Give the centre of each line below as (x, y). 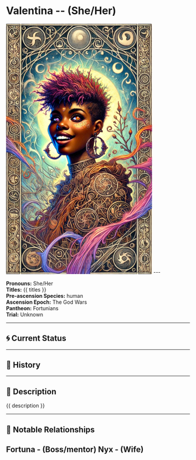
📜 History (23, 365)
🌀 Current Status (36, 339)
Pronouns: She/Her (30, 283)
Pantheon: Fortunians (32, 308)
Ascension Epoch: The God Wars (47, 302)
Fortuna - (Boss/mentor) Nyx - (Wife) (75, 449)
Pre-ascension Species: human (45, 296)
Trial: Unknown (25, 314)
